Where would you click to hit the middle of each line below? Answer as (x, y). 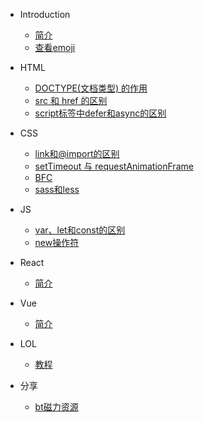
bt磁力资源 (56, 407)
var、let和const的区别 (80, 230)
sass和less (57, 189)
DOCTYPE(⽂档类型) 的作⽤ (91, 88)
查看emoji (55, 47)
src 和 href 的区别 (71, 100)
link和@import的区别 (77, 153)
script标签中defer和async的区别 (100, 113)
